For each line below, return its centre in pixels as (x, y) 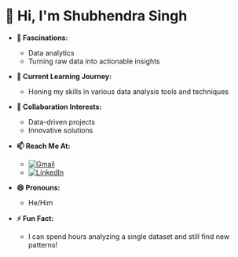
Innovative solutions (60, 130)
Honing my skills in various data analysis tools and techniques (128, 91)
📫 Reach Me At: (43, 146)
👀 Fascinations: (42, 38)
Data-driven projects (62, 121)
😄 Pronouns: (38, 187)
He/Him (40, 202)
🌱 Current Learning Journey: (64, 76)
